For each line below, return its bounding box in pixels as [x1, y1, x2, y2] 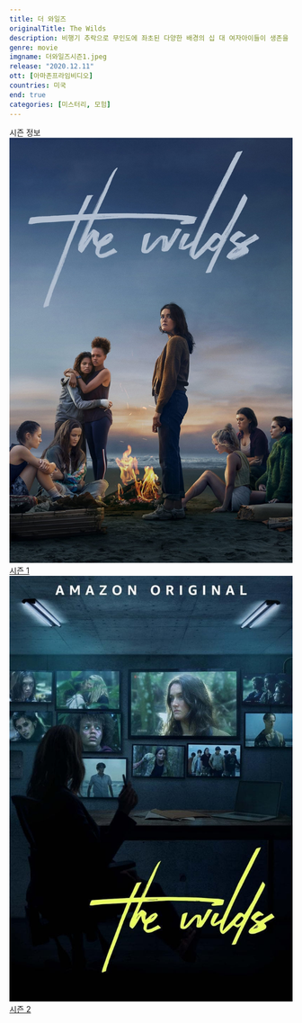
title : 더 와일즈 [9, 14, 67, 23]
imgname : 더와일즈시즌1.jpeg [9, 52, 108, 62]
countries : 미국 [9, 81, 67, 90]
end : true [9, 90, 47, 99]
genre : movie [9, 43, 58, 52]
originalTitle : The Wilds [9, 23, 106, 33]
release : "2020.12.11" [9, 62, 94, 71]
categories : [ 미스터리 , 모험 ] [9, 100, 111, 109]
